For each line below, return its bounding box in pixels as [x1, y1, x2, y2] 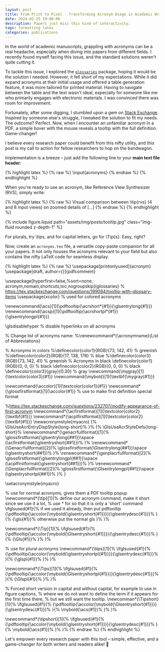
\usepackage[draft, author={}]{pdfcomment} [5, 268, 96, 274]
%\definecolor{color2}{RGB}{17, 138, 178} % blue [5, 353, 105, 358]
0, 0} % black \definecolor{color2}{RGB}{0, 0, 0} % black [24, 363, 141, 369]
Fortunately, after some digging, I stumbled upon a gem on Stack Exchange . [5, 110, 159, 116]
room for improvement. [5, 100, 52, 106]
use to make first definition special [82, 388, 152, 394]
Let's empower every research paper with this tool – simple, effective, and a [5, 636, 159, 642]
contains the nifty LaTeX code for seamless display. [5, 254, 109, 260]
